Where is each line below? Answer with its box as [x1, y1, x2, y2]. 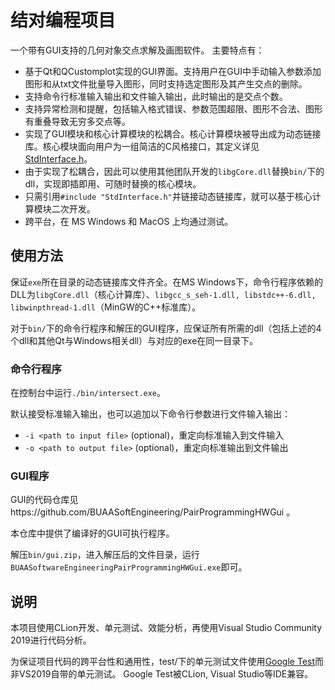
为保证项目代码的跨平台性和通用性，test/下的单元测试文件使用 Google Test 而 [10, 656, 325, 668]
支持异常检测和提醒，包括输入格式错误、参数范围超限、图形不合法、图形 [24, 102, 323, 115]
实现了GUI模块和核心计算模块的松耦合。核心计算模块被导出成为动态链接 [24, 127, 322, 140]
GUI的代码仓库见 [10, 494, 79, 506]
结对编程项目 [10, 9, 117, 32]
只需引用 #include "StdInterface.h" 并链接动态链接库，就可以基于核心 [24, 190, 313, 202]
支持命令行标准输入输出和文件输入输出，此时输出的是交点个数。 [24, 90, 288, 102]
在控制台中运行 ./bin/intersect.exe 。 [10, 387, 167, 399]
